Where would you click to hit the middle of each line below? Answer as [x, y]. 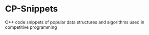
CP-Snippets [32, 9]
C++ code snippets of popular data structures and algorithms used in [75, 22]
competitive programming [31, 27]
